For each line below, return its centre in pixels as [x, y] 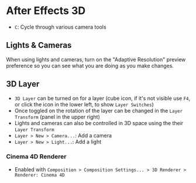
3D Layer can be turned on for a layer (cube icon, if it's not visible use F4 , [102, 98]
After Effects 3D [46, 11]
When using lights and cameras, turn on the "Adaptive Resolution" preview [96, 59]
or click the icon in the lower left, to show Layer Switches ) [84, 104]
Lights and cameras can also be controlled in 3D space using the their [99, 123]
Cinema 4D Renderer [36, 157]
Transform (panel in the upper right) [57, 117]
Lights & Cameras [39, 45]
